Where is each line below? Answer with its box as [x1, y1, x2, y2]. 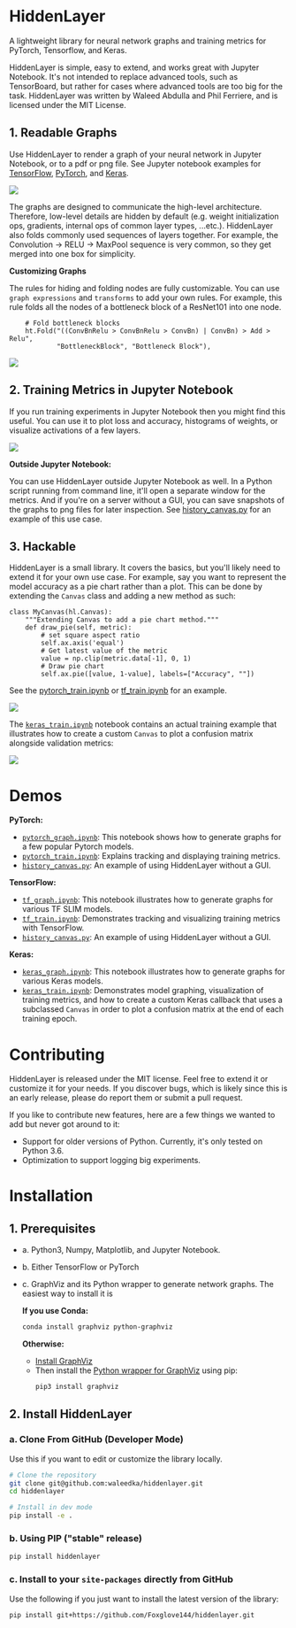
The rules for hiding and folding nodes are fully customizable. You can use [9, 282, 280, 293]
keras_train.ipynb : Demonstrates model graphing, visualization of [21, 985, 264, 996]
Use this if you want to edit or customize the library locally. [9, 1454, 223, 1464]
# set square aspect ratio [41, 631, 140, 640]
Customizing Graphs [9, 266, 87, 276]
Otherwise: [21, 1339, 65, 1349]
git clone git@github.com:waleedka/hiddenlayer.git [9, 1478, 203, 1488]
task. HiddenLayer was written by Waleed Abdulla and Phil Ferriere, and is [9, 90, 278, 101]
